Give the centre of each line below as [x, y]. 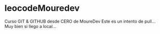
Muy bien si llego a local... [30, 26]
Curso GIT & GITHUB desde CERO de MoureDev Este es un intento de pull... [80, 21]
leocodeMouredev [42, 8]
